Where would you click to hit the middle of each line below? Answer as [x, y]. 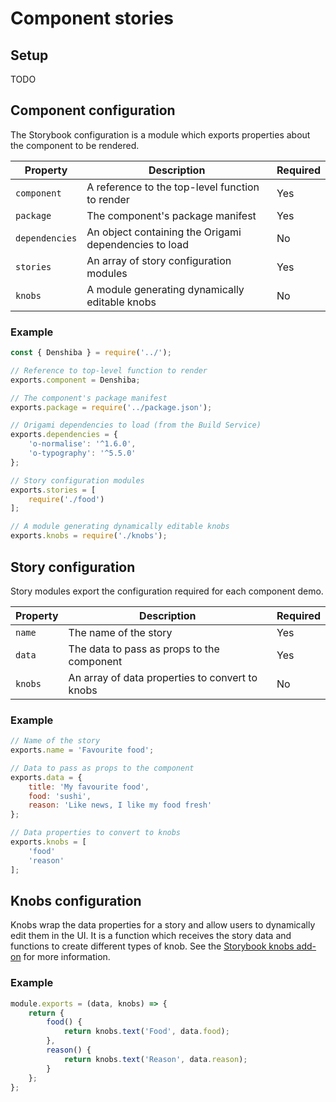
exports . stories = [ [53, 490]
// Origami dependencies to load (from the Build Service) [136, 425]
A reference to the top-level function [173, 187]
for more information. [67, 957]
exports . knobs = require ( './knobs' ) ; [89, 536]
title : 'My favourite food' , [89, 787]
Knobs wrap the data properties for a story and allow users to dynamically [163, 925]
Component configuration [93, 110]
